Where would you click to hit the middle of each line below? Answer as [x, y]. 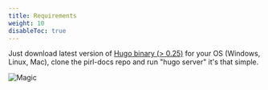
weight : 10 [26, 23]
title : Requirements [43, 16]
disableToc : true [37, 31]
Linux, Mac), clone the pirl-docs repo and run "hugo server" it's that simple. [134, 62]
